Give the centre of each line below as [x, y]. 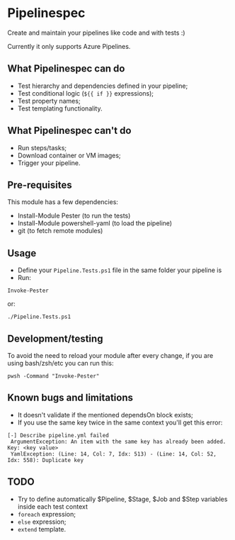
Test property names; [49, 101]
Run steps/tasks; [42, 147]
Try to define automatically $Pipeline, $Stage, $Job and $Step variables [122, 499]
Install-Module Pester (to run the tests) [74, 216]
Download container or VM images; [69, 155]
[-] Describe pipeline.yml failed [58, 435]
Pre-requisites [40, 185]
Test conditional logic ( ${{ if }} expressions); [86, 93]
